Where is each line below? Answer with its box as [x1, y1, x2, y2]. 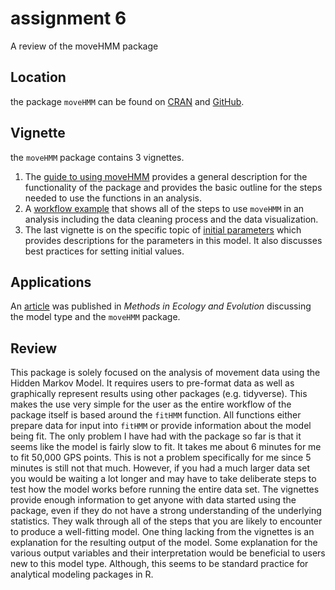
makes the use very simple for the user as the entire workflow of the [10, 398, 292, 411]
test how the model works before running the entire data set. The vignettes [10, 483, 320, 496]
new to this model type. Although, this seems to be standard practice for [10, 558, 309, 570]
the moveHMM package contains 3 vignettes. [10, 151, 185, 163]
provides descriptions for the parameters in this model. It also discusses [24, 234, 323, 246]
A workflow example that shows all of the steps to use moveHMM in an [24, 202, 305, 214]
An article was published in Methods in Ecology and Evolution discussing [10, 300, 312, 312]
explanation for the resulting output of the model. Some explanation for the [10, 537, 318, 549]
